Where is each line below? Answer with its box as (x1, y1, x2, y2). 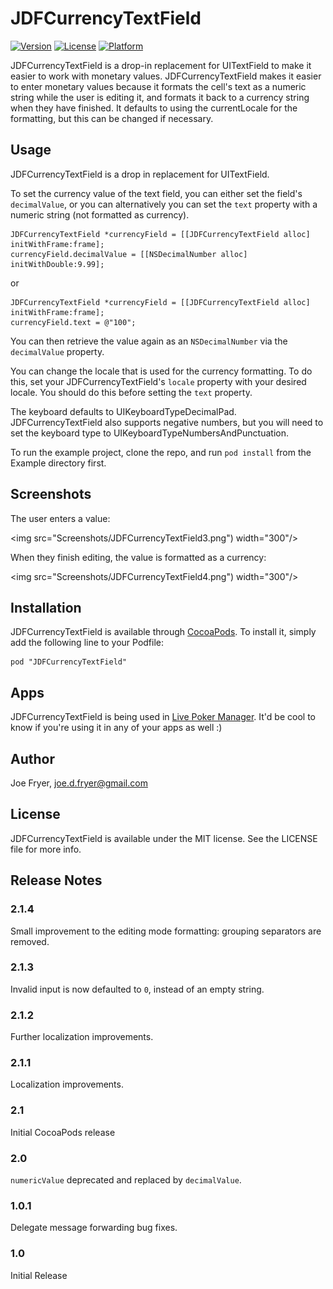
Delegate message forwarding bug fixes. (10, 1222, 178, 1234)
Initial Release (10, 1269, 68, 1281)
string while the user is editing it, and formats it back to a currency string (10, 91, 310, 103)
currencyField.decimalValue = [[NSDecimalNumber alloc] (10, 249, 248, 259)
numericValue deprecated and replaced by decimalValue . (10, 1173, 242, 1186)
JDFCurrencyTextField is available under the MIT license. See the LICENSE (10, 832, 318, 844)
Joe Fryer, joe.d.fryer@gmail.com (10, 777, 148, 789)
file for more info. (10, 843, 82, 855)
